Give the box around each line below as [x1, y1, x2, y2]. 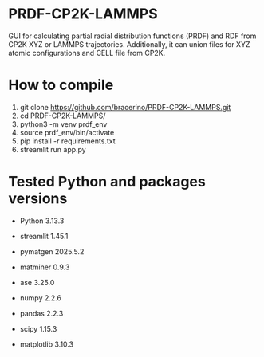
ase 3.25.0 [19, 277, 55, 287]
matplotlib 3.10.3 [19, 339, 74, 349]
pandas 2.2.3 [19, 308, 64, 318]
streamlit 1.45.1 [19, 231, 69, 241]
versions [8, 190, 68, 208]
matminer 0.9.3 [19, 262, 70, 272]
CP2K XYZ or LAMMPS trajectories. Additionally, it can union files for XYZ [8, 39, 250, 49]
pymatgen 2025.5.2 [19, 246, 85, 256]
